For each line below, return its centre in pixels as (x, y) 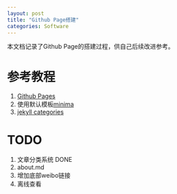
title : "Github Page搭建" (43, 20)
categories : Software (38, 26)
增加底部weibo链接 (44, 175)
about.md (31, 167)
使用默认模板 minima (45, 104)
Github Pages (36, 96)
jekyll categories (40, 112)
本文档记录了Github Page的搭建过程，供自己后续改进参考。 (91, 47)
